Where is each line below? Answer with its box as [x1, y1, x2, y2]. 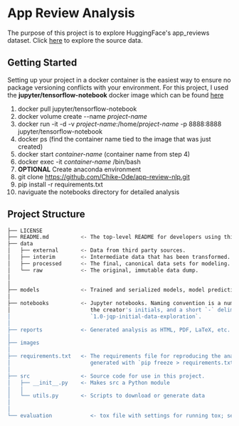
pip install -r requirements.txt [17, 180, 103, 188]
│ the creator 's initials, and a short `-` [7, 307, 215, 314]
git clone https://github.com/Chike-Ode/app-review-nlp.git [17, 172, 191, 181]
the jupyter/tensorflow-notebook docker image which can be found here [7, 90, 224, 99]
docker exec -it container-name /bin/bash [17, 157, 141, 166]
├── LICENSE [7, 227, 43, 234]
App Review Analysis [7, 5, 135, 21]
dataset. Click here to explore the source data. [7, 36, 144, 44]
